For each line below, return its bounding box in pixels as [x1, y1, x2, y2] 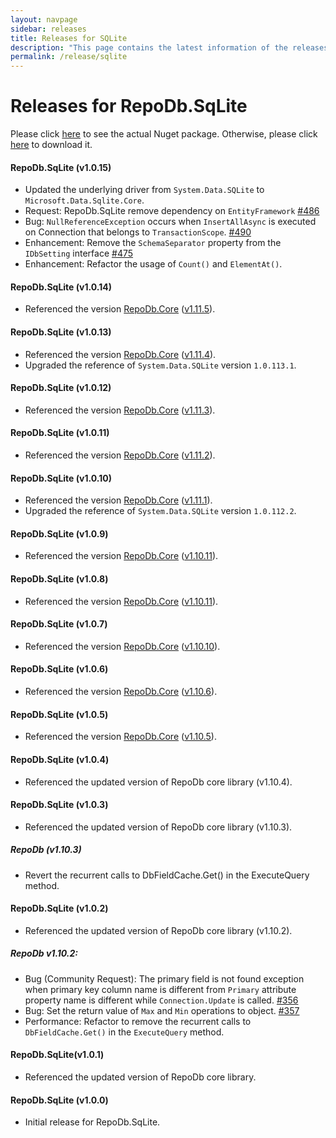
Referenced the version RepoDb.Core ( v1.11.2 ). [24, 449, 216, 461]
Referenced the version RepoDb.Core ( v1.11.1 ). [24, 494, 213, 506]
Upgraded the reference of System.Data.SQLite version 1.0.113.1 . [24, 359, 297, 371]
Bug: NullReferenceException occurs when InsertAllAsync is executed [24, 216, 317, 228]
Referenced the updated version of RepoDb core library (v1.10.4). [24, 776, 293, 788]
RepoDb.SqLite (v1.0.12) [10, 382, 112, 394]
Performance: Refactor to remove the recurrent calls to [24, 1015, 252, 1027]
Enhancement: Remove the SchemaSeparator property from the [24, 237, 282, 249]
